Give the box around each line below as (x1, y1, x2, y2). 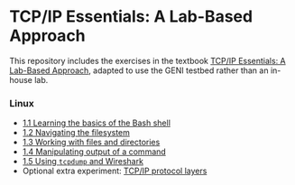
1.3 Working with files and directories (22, 137, 161, 148)
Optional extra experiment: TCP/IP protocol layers (22, 165, 207, 177)
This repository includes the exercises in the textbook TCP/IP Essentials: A (9, 55, 286, 66)
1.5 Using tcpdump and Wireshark (22, 156, 144, 167)
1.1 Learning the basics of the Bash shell (22, 117, 171, 128)
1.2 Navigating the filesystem (22, 127, 131, 138)
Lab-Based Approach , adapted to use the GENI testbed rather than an (9, 65, 269, 76)
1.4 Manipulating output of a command (22, 146, 167, 157)
